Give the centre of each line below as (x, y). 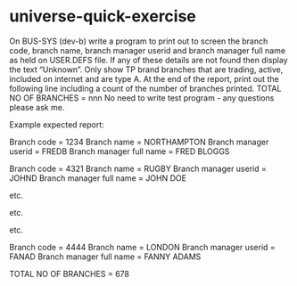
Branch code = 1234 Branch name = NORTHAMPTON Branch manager (139, 142)
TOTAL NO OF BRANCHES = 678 (69, 274)
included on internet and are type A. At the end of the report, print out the (144, 78)
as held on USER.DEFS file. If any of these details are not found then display (148, 60)
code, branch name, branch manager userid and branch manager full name (148, 50)
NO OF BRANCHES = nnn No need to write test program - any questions (142, 98)
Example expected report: (57, 124)
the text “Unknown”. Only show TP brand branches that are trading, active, (146, 69)
